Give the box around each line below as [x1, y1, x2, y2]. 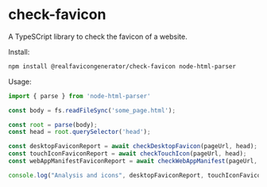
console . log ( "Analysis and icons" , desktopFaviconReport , [8, 171, 204, 179]
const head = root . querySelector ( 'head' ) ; [8, 128, 151, 136]
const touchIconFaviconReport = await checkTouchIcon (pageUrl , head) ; [8, 150, 247, 158]
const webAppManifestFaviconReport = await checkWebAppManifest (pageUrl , [8, 157, 258, 166]
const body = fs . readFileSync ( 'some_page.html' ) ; [8, 106, 176, 114]
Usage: [8, 77, 32, 86]
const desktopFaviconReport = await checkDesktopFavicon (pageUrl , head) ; [8, 143, 258, 151]
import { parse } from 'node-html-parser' [8, 92, 151, 100]
